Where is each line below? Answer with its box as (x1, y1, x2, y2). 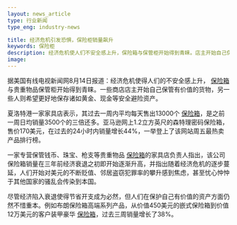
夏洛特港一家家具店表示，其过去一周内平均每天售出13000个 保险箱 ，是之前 (7, 109, 225, 117)
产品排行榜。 (7, 135, 44, 144)
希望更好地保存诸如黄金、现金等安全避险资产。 (25, 93, 162, 103)
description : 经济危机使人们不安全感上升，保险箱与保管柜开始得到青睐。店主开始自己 (7, 50, 227, 57)
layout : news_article (7, 10, 71, 18)
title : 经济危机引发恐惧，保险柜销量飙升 (7, 36, 114, 43)
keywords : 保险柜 (7, 43, 55, 50)
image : (7, 56, 27, 64)
